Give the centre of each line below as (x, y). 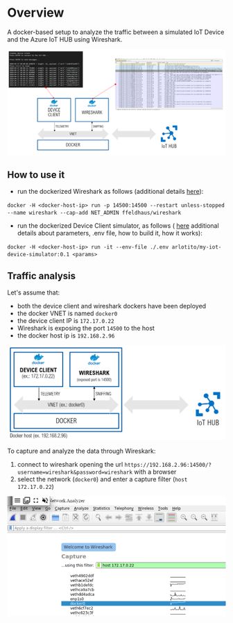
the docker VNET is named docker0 (67, 313)
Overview (36, 13)
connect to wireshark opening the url (70, 465)
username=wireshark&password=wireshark (75, 473)
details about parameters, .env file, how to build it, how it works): (110, 233)
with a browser (155, 472)
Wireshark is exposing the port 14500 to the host (86, 329)
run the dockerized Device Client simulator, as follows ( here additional (118, 226)
